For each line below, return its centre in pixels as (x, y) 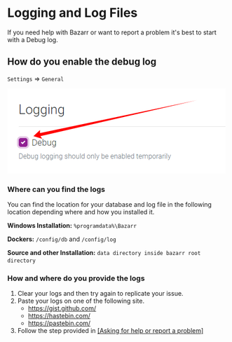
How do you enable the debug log (82, 62)
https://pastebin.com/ (59, 323)
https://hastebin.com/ (59, 316)
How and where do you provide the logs (76, 278)
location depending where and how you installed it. (81, 212)
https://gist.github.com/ (62, 308)
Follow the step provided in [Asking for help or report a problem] (110, 331)
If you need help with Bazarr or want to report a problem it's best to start (112, 32)
